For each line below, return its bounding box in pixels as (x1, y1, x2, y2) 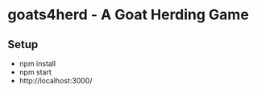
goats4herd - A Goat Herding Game (7, 6, 249, 24)
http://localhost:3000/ (19, 76, 93, 85)
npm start (19, 67, 52, 77)
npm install (19, 59, 56, 68)
